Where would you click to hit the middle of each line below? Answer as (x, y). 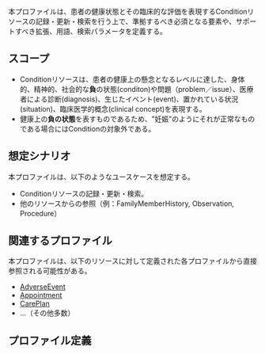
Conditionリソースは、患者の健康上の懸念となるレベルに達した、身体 (132, 79)
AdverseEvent (42, 287)
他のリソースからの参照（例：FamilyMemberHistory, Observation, (127, 204)
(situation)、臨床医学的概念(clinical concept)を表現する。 (113, 108)
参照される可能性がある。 (50, 271)
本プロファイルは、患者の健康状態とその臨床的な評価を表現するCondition (128, 11)
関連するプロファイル (60, 241)
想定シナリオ (40, 156)
